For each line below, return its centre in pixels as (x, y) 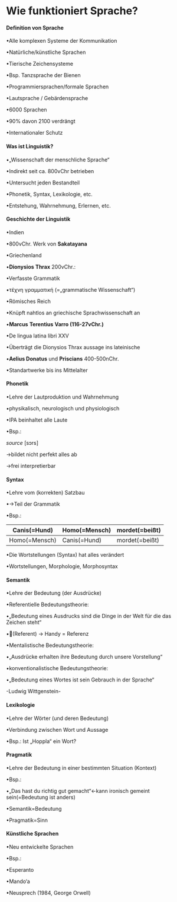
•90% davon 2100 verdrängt (41, 121)
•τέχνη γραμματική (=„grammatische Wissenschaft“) (71, 289)
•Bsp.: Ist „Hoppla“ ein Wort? (41, 741)
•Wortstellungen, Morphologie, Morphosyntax (62, 566)
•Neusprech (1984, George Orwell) (48, 893)
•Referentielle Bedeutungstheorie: (48, 605)
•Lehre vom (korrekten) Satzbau (45, 493)
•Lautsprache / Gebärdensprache (47, 98)
